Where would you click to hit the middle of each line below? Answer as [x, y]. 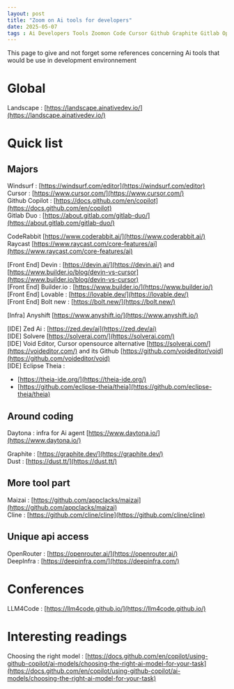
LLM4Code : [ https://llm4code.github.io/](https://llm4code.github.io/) [107, 608]
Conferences [46, 589]
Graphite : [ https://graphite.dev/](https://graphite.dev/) [85, 454]
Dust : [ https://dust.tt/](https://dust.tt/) [62, 461]
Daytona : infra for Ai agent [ [48, 433]
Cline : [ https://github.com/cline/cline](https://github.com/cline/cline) [106, 515]
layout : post [26, 14]
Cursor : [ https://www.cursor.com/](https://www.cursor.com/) [96, 193]
